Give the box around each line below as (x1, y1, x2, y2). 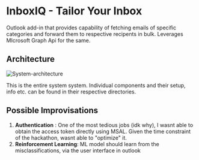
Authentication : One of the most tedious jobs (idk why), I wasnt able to (14, 121, 194, 128)
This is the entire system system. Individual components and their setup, (6, 81, 186, 89)
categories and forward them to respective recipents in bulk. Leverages (6, 30, 183, 37)
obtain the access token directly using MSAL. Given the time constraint (14, 128, 191, 135)
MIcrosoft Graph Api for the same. (6, 37, 91, 44)
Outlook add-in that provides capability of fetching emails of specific (6, 24, 177, 31)
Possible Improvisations (6, 105, 99, 116)
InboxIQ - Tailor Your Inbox (6, 4, 142, 18)
